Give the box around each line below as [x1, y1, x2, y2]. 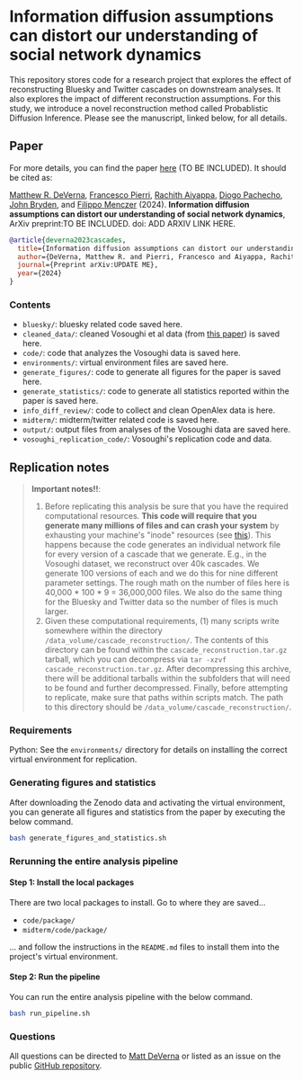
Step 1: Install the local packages [9, 877, 135, 888]
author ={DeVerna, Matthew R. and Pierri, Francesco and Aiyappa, [17, 252, 268, 262]
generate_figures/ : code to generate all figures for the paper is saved [22, 367, 281, 378]
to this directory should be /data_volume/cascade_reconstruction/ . [44, 701, 292, 712]
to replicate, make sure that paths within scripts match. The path [44, 692, 284, 703]
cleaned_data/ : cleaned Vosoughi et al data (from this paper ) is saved [22, 328, 280, 339]
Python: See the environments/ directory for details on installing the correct [9, 745, 288, 755]
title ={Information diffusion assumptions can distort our [17, 244, 244, 253]
